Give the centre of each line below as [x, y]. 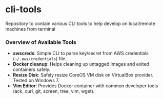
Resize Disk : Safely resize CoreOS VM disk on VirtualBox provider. [83, 75]
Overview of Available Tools [41, 42]
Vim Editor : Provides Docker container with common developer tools [85, 86]
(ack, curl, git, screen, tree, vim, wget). [54, 91]
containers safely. [32, 69]
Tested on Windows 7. [36, 81]
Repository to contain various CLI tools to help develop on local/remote [80, 23]
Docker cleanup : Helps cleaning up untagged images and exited [81, 64]
